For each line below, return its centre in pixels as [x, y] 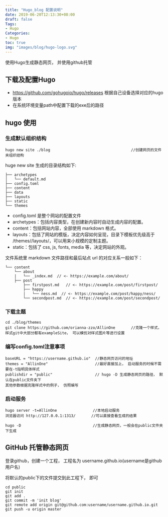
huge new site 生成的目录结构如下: [41, 165]
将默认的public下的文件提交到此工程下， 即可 [52, 477]
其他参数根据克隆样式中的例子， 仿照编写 [42, 385]
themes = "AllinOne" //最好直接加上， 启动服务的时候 [80, 364]
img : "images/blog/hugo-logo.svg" [41, 47]
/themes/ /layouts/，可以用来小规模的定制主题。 [61, 241]
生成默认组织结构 [26, 138]
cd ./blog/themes [23, 323]
